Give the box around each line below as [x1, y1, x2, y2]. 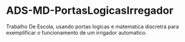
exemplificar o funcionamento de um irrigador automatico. [6, 29, 147, 36]
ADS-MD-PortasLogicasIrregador [6, 4, 174, 17]
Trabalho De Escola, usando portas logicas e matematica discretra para [6, 23, 179, 30]
